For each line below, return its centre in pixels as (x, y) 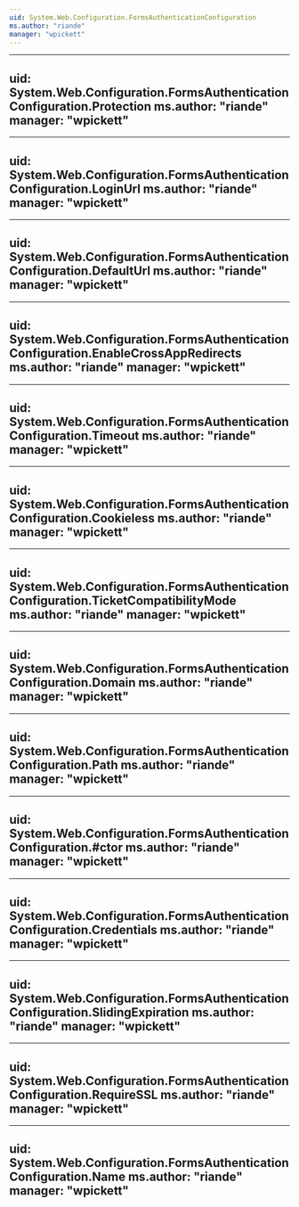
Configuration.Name (68, 1177)
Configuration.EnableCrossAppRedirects (125, 353)
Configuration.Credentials (83, 929)
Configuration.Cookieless (82, 518)
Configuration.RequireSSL (84, 1094)
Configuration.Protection (81, 107)
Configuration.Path (64, 765)
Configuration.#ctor (66, 848)
